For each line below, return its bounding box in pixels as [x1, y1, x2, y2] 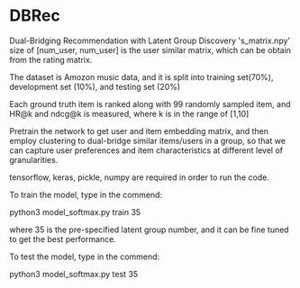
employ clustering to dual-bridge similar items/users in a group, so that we [9, 135, 286, 146]
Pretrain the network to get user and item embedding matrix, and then [9, 125, 268, 136]
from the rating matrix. [9, 54, 93, 65]
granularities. [9, 154, 59, 165]
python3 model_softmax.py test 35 [9, 268, 139, 279]
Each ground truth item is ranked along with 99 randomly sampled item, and [9, 98, 291, 109]
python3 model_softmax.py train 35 [9, 206, 141, 217]
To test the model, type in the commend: [9, 251, 160, 262]
